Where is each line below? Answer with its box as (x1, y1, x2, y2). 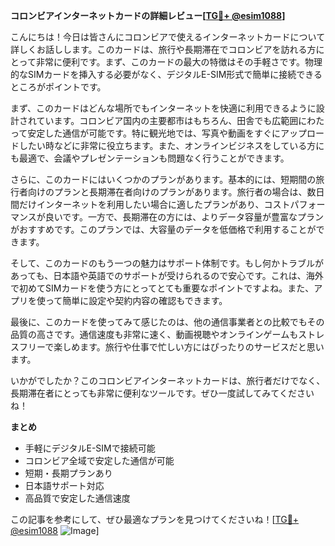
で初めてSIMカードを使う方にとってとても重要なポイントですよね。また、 (10, 282, 315, 294)
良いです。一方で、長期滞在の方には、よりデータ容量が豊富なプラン (44, 211, 325, 223)
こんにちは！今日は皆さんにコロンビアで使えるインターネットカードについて (10, 31, 326, 43)
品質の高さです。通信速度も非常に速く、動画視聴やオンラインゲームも (10, 329, 299, 340)
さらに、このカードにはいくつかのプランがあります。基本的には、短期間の (10, 174, 317, 185)
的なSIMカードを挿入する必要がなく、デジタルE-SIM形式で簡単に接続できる (10, 69, 323, 80)
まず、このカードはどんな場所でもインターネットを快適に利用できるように (10, 102, 317, 114)
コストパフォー (263, 199, 326, 210)
